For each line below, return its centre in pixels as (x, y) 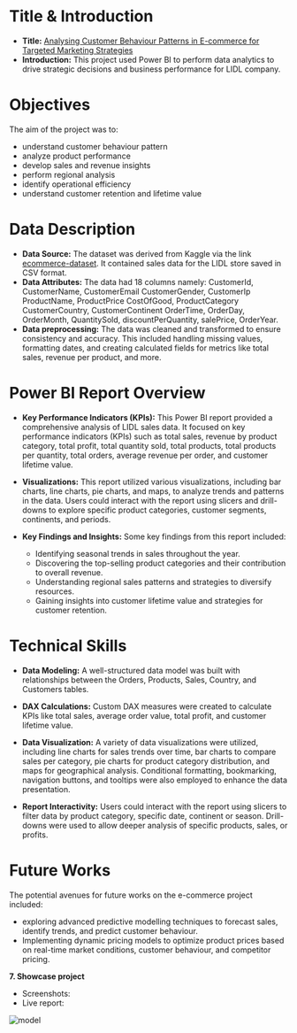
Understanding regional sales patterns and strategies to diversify (153, 582)
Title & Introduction (81, 16)
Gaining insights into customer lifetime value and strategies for (149, 600)
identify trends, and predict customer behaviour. (110, 930)
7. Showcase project (47, 976)
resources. (55, 591)
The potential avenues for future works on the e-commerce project (131, 895)
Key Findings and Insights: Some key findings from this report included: (154, 536)
